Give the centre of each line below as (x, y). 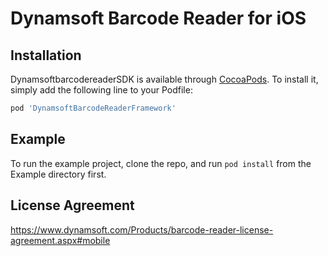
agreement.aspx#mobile (60, 240)
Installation (46, 55)
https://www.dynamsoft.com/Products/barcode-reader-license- (142, 229)
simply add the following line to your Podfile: (101, 90)
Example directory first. (58, 174)
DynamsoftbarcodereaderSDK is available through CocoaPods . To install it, (164, 79)
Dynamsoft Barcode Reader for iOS (158, 18)
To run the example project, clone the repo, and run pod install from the (161, 163)
